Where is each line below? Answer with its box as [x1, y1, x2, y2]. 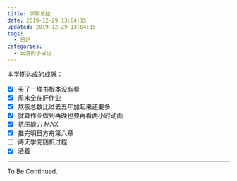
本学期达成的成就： [7, 70, 63, 78]
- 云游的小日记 [13, 50, 52, 57]
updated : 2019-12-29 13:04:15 [7, 23, 97, 30]
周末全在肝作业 [17, 93, 61, 102]
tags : [7, 30, 23, 37]
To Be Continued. [7, 167, 58, 176]
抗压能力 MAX [17, 120, 59, 129]
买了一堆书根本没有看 [17, 85, 80, 93]
